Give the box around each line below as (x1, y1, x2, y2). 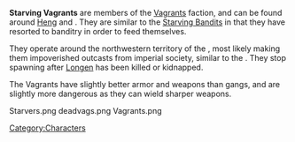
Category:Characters (9, 123, 86, 133)
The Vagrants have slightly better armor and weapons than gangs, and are (9, 79, 281, 89)
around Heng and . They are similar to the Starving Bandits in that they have (9, 17, 286, 27)
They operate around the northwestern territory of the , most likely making (9, 43, 281, 54)
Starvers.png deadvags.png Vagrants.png (9, 106, 162, 116)
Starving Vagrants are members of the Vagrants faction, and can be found (9, 8, 283, 18)
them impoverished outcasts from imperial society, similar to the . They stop (9, 53, 286, 63)
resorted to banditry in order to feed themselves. (9, 26, 187, 36)
